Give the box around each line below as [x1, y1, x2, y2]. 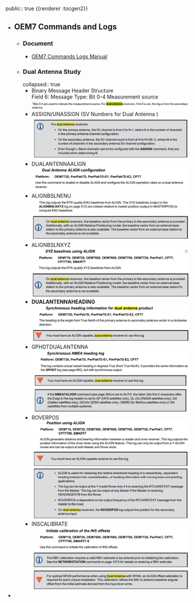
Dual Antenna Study [22, 67, 81, 76]
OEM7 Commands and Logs [13, 22, 117, 32]
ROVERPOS [31, 414, 60, 421]
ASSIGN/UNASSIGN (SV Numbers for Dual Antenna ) [31, 111, 159, 118]
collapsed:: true [22, 80, 61, 87]
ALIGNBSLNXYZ [31, 242, 71, 249]
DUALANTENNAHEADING [31, 299, 96, 306]
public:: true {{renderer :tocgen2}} [5, 5, 88, 12]
